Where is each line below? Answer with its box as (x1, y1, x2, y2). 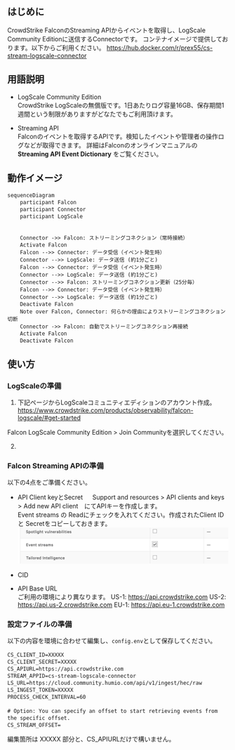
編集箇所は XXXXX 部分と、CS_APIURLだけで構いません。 (7, 735, 175, 744)
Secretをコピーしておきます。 (25, 520, 112, 528)
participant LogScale (20, 213, 83, 221)
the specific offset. (7, 715, 71, 722)
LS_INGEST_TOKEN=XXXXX (7, 687, 74, 694)
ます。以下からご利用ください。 (13, 44, 105, 52)
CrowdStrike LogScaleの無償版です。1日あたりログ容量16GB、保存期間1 (17, 100, 224, 110)
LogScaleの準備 (7, 381, 62, 390)
